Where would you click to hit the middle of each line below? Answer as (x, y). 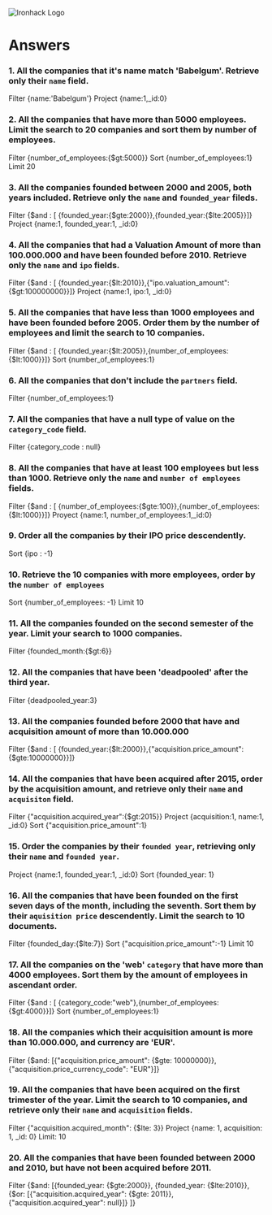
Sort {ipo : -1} (31, 553)
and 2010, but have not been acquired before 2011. (110, 1168)
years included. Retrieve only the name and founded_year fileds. (133, 197)
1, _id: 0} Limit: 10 (37, 1136)
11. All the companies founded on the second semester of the (131, 623)
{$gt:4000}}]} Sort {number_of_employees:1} (84, 1011)
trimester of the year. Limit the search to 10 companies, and (128, 1100)
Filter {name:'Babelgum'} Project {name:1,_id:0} (88, 98)
